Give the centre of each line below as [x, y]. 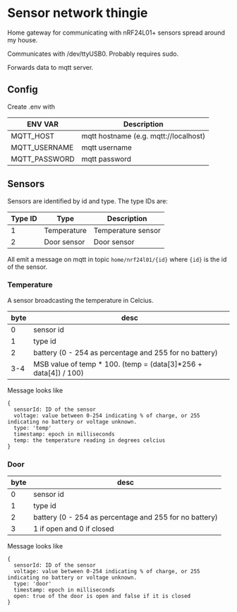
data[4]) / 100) [58, 373]
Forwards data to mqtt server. [50, 67]
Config [23, 90]
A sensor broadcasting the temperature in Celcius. [80, 300]
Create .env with [31, 107]
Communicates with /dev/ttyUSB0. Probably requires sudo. [93, 54]
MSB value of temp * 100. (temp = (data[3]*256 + [117, 364]
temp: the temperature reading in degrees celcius [90, 440]
